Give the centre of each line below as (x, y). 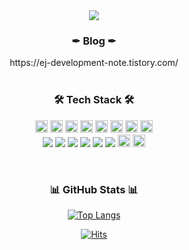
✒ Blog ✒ (94, 41)
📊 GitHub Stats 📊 (94, 189)
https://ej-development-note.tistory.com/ (94, 63)
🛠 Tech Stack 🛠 (94, 100)
